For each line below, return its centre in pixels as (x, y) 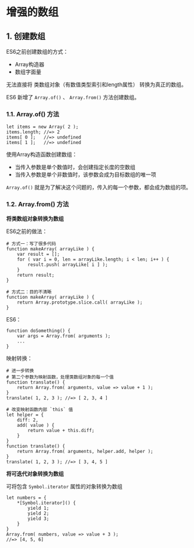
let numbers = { (26, 498)
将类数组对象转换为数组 (35, 218)
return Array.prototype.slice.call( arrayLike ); (80, 302)
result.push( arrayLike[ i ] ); (68, 264)
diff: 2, (28, 420)
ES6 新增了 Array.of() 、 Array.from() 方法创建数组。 (73, 97)
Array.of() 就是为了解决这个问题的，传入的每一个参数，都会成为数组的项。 (99, 187)
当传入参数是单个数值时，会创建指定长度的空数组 (75, 167)
